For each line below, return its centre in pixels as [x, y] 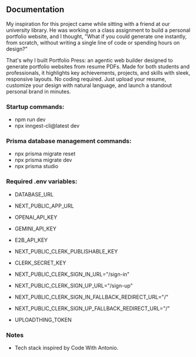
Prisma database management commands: [69, 141]
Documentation [35, 10]
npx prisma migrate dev [43, 160]
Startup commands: [35, 106]
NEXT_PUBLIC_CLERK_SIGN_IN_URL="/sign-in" [72, 274]
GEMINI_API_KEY [36, 228]
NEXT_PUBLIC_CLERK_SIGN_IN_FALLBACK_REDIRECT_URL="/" [92, 297]
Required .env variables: [42, 182]
